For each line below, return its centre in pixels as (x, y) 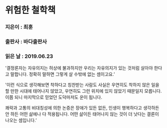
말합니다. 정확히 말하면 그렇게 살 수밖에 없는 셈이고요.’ (63, 74)
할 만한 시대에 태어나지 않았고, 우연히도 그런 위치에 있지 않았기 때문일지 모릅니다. (83, 91)
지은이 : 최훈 (19, 27)
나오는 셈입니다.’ (21, 121)
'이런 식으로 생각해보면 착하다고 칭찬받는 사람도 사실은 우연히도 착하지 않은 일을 (82, 85)
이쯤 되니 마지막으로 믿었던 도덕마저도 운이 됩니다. (54, 97)
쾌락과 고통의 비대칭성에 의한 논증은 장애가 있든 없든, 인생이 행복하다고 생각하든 (82, 108)
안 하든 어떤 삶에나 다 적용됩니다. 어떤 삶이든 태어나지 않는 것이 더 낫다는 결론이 (82, 114)
